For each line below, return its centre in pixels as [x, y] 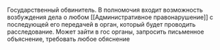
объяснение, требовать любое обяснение [69, 39]
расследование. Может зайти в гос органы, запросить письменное [106, 32]
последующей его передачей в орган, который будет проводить [101, 24]
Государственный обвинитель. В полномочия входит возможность [105, 10]
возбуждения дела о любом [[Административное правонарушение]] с [110, 17]
